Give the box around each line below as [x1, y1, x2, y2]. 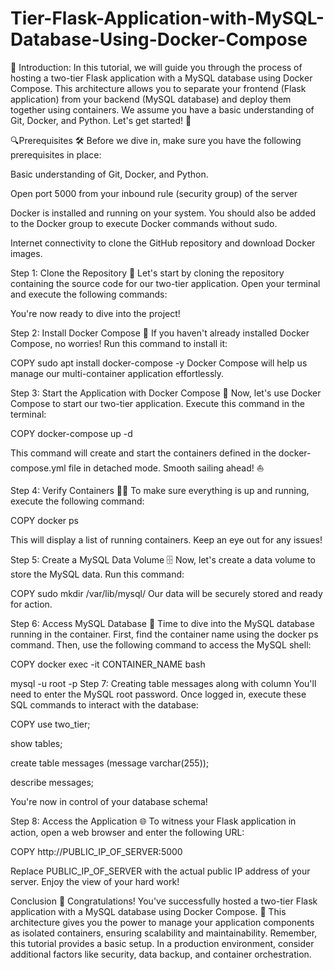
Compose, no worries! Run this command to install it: [10, 337, 228, 349]
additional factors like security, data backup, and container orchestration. [10, 948, 312, 960]
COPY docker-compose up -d [10, 427, 133, 439]
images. [10, 247, 43, 259]
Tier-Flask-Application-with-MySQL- [10, 7, 325, 30]
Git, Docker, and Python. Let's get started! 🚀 [10, 114, 192, 126]
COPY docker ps [10, 514, 79, 526]
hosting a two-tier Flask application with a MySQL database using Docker [10, 72, 313, 84]
